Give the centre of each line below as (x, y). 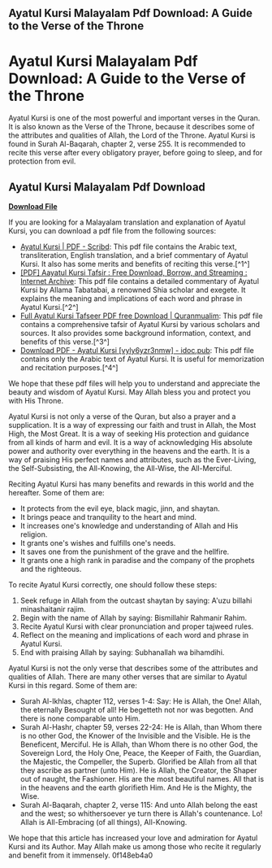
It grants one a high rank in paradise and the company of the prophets (137, 560)
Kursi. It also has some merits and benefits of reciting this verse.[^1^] (135, 264)
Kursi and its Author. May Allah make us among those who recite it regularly (135, 847)
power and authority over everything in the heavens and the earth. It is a (129, 451)
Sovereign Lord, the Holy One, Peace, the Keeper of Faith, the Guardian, (140, 753)
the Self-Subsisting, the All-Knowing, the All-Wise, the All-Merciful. (121, 469)
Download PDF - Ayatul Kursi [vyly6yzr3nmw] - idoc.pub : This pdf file (137, 351)
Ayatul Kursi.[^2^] (49, 308)
